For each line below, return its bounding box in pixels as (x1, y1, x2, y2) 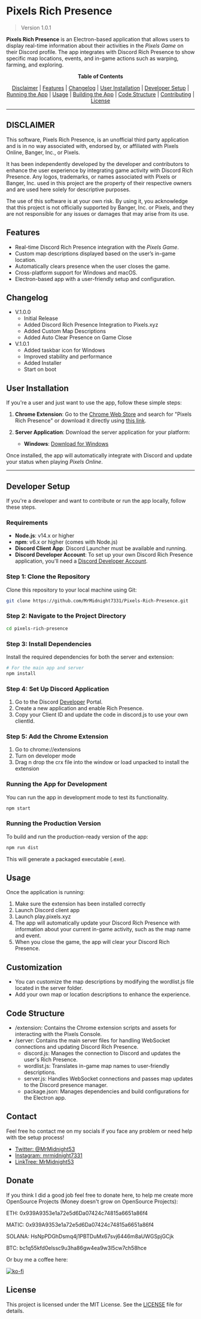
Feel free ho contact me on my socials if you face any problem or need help (6, 1127, 193, 1134)
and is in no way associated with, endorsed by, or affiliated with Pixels (6, 142, 179, 149)
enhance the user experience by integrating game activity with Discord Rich (6, 167, 193, 174)
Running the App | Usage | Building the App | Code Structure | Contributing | (6, 90, 195, 98)
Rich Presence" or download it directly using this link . (14, 417, 147, 424)
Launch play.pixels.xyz (14, 913, 71, 920)
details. (6, 1307, 25, 1314)
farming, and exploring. (6, 61, 64, 68)
